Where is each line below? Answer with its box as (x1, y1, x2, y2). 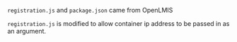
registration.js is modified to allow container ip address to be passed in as (7, 20, 230, 27)
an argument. (7, 27, 47, 35)
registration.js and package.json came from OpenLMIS (7, 6, 173, 14)
